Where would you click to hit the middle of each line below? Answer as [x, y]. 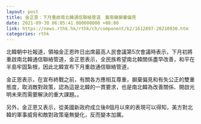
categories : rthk [28, 34]
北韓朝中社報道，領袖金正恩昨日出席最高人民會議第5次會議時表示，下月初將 [100, 52]
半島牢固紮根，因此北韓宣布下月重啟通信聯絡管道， [69, 67]
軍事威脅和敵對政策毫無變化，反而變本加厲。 [71, 115]
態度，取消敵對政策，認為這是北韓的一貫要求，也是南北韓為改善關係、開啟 [98, 87]
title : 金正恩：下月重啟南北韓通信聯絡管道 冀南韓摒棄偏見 [71, 17]
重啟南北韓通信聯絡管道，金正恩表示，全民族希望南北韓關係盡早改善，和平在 [100, 59]
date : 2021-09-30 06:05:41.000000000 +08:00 [63, 23]
